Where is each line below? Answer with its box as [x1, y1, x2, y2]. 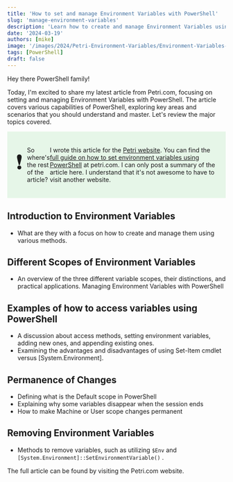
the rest [26, 161, 49, 169]
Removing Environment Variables [7, 427, 155, 439]
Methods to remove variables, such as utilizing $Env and [17, 446, 177, 454]
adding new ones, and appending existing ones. [17, 339, 155, 348]
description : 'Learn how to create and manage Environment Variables [7, 23, 213, 30]
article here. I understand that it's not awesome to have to [49, 168, 215, 176]
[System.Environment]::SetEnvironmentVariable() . [17, 453, 164, 461]
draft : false [7, 56, 45, 63]
